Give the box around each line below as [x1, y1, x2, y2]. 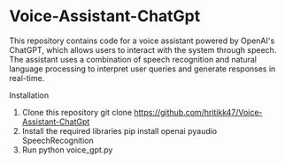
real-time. [9, 72, 45, 83]
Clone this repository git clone [21, 107, 133, 117]
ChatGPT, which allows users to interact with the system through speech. [9, 44, 277, 55]
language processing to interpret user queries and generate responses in [9, 63, 276, 74]
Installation [9, 90, 50, 101]
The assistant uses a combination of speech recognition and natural [9, 54, 258, 64]
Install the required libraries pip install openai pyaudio [21, 125, 218, 136]
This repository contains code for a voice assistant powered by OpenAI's [9, 35, 275, 46]
